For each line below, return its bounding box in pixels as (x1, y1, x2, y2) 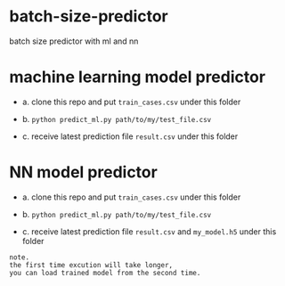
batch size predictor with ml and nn (9, 36, 139, 46)
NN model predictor (9, 162, 158, 183)
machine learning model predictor (9, 67, 265, 87)
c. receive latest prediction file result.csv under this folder (21, 131, 239, 142)
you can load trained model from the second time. (9, 268, 201, 277)
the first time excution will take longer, (9, 260, 174, 269)
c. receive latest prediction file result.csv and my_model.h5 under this (21, 225, 277, 237)
